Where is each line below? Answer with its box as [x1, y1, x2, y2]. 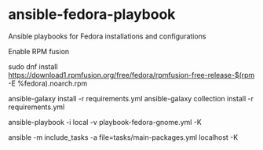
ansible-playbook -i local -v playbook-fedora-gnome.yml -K [8, 117, 203, 126]
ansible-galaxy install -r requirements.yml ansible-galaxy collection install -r [8, 93, 254, 103]
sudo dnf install [8, 61, 58, 71]
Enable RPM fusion [8, 46, 70, 56]
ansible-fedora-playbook [8, 5, 176, 24]
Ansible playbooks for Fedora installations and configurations [8, 31, 206, 41]
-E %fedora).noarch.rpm [8, 79, 88, 88]
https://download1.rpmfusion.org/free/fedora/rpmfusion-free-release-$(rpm [8, 70, 255, 79]
